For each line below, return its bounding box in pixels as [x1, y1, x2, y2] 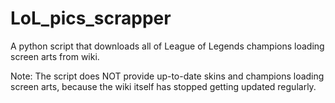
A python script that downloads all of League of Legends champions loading [10, 40, 325, 52]
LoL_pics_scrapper [10, 7, 172, 30]
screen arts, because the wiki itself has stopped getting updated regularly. [10, 80, 317, 92]
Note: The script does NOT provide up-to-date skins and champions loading [10, 70, 325, 82]
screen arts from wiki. [10, 50, 100, 62]
